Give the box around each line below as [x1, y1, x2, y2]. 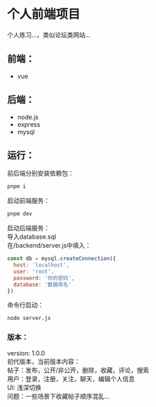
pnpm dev [7, 210, 33, 218]
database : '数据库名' [13, 281, 71, 288]
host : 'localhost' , [13, 262, 70, 269]
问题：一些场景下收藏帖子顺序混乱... [7, 392, 110, 400]
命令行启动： [7, 301, 44, 310]
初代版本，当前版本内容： [7, 357, 80, 365]
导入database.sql [7, 232, 57, 241]
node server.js [7, 314, 51, 322]
